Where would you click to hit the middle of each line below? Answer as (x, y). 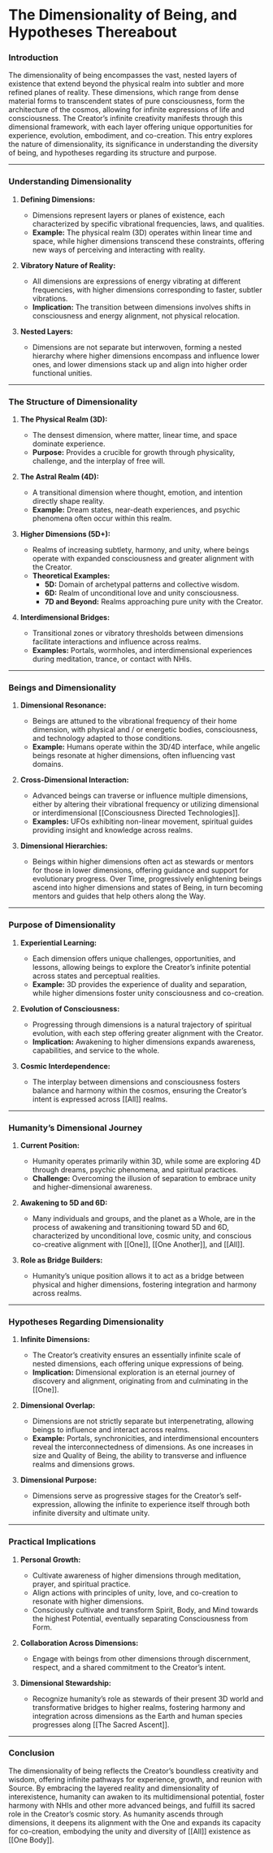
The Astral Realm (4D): (59, 477)
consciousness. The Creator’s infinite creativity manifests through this (126, 119)
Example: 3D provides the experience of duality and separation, (140, 984)
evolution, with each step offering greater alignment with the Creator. (148, 1033)
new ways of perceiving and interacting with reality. (119, 249)
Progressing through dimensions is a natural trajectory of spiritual (142, 1024)
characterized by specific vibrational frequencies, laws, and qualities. (148, 223)
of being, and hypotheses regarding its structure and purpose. (113, 153)
